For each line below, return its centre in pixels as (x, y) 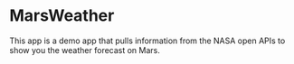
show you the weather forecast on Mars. (85, 50)
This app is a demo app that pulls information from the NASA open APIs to (147, 41)
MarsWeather (62, 16)
